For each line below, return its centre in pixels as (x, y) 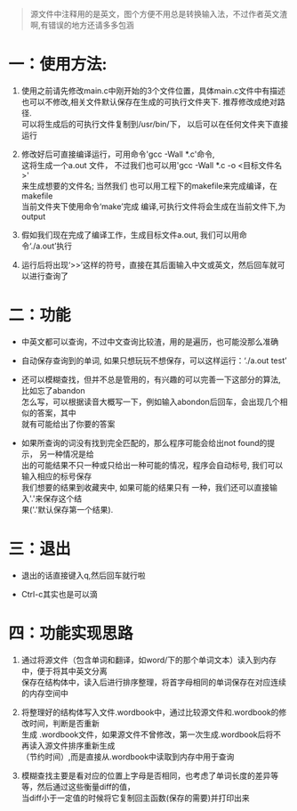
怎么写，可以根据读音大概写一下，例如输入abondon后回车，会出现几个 (151, 401)
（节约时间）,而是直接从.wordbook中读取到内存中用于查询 (128, 757)
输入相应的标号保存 (56, 476)
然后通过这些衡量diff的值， (86, 786)
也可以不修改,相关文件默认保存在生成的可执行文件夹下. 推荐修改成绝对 (149, 101)
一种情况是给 (70, 454)
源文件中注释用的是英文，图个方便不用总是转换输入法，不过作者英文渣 (159, 14)
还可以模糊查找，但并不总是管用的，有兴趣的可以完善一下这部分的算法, (151, 379)
